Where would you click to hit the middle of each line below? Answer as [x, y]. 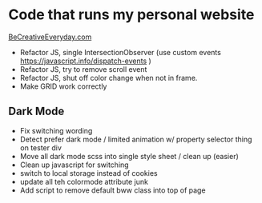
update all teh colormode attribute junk [84, 181]
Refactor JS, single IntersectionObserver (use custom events [121, 52]
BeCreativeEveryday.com [50, 37]
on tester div [41, 147]
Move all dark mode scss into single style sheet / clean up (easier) [129, 156]
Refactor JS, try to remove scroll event [83, 69]
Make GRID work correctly [63, 86]
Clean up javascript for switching [75, 165]
